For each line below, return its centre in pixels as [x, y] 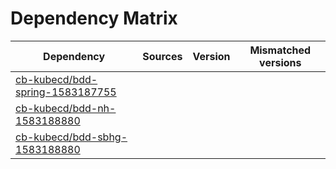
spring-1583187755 [66, 92]
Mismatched [280, 50]
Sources [162, 56]
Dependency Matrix [94, 18]
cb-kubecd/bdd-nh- [66, 108]
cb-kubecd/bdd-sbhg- [71, 137]
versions [280, 62]
